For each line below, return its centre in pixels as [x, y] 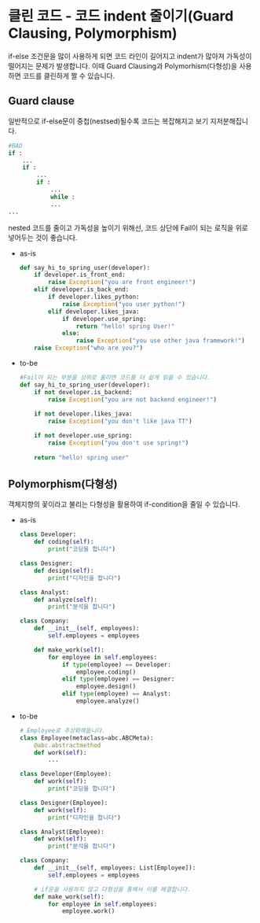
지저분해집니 [229, 121]
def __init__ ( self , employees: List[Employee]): [115, 868]
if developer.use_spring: [104, 319]
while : [63, 197]
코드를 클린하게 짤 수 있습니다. [69, 76]
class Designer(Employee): [64, 803]
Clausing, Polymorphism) [93, 33]
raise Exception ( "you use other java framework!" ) [161, 341]
